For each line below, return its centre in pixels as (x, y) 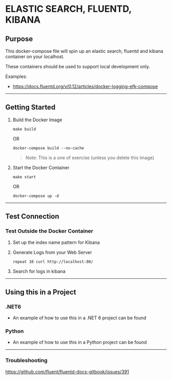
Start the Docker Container (41, 167)
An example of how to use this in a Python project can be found (80, 343)
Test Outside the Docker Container (49, 231)
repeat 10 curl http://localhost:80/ (53, 262)
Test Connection (33, 216)
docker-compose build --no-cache (48, 148)
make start (24, 177)
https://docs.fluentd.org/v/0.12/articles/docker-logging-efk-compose (85, 86)
